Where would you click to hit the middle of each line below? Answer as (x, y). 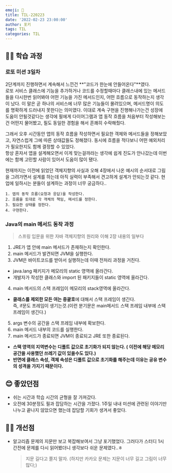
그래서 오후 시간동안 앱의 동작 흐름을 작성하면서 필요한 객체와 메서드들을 (77, 134)
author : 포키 (18, 24)
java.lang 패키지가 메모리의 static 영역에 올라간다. (63, 271)
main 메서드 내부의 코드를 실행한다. (48, 329)
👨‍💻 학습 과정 (24, 56)
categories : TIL (23, 34)
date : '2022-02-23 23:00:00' (36, 20)
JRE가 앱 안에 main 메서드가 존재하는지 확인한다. (62, 247)
